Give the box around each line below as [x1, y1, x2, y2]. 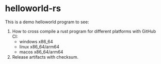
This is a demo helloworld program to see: [5, 19, 89, 25]
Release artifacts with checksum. [12, 54, 79, 60]
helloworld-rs [5, 3, 61, 14]
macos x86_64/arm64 [19, 49, 64, 55]
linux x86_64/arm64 [19, 44, 60, 49]
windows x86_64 [19, 38, 53, 44]
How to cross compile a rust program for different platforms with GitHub [12, 28, 156, 34]
